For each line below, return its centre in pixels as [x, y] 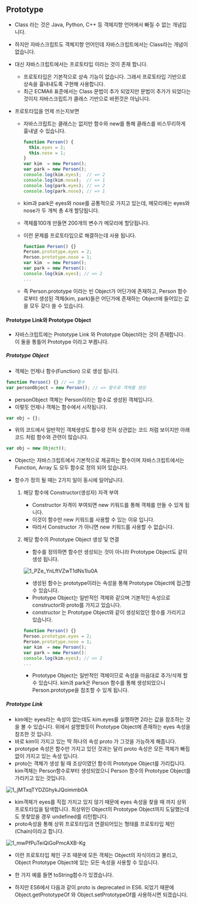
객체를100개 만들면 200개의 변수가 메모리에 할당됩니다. [86, 223]
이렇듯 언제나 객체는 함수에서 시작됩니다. [61, 407]
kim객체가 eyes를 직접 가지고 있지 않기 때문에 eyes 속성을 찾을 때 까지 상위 [100, 802]
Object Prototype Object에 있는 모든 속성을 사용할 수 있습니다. [87, 862]
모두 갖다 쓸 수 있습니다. [57, 306]
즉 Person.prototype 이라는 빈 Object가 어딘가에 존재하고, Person [100, 291]
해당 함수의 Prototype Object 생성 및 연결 [71, 540]
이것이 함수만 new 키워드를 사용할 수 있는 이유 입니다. [94, 520]
